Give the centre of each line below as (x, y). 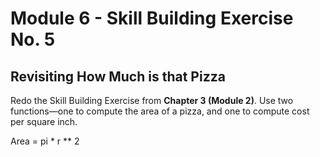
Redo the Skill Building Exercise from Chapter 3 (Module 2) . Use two (152, 100)
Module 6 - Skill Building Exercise (152, 18)
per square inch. (44, 121)
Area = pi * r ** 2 (45, 141)
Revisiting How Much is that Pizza (118, 76)
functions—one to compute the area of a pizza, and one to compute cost (160, 111)
